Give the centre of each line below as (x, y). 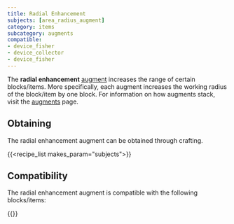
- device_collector (36, 53)
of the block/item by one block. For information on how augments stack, (111, 94)
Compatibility (37, 176)
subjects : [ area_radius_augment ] (56, 20)
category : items (31, 27)
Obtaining (29, 124)
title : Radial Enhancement (47, 14)
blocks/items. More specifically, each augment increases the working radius (117, 86)
